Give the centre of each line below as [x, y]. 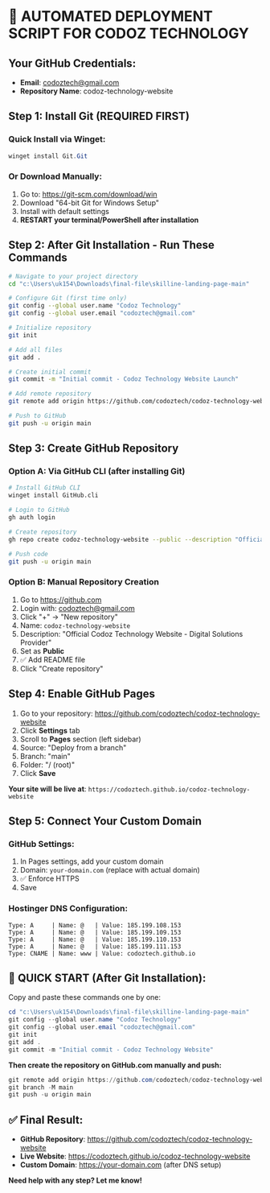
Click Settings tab [50, 730]
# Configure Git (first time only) [68, 298]
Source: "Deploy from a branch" [73, 747]
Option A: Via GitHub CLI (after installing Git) [97, 472]
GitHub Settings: [41, 844]
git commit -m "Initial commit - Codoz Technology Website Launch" [124, 379]
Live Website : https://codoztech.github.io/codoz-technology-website [135, 1156]
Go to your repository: [57, 713]
